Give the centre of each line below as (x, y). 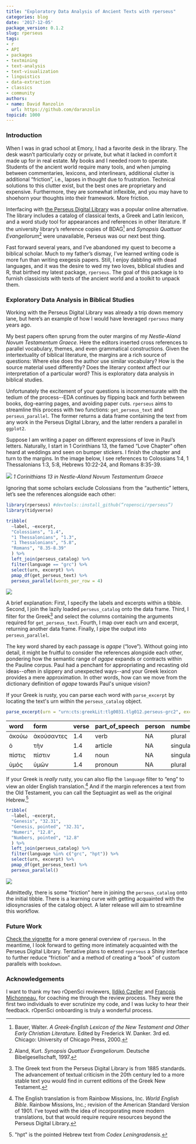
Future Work (24, 926)
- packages (19, 55)
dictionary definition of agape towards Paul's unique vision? (78, 684)
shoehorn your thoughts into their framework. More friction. (78, 198)
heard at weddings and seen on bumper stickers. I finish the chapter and (93, 452)
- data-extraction (28, 83)
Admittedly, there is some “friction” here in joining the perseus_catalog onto (97, 892)
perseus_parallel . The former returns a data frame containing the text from (97, 416)
